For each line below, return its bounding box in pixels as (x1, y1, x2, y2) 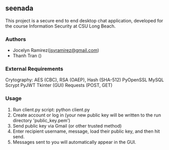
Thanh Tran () (12, 53, 42, 59)
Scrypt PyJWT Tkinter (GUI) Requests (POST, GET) (5, 82, 113, 88)
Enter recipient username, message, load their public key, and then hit (12, 128, 160, 134)
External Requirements (5, 66, 64, 73)
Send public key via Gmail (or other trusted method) (12, 123, 122, 129)
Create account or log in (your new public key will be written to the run (12, 112, 161, 118)
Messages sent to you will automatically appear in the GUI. (12, 139, 136, 145)
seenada (5, 4, 34, 13)
